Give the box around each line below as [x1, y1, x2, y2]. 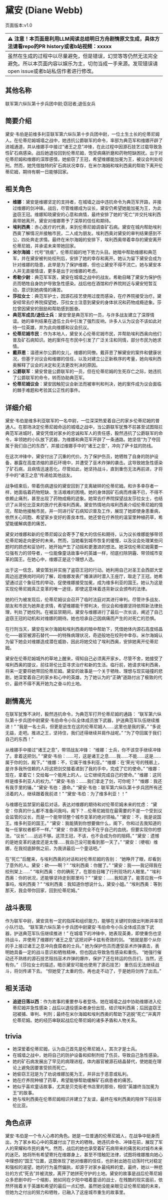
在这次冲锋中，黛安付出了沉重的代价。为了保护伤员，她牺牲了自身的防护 [5, 453, 154, 459]
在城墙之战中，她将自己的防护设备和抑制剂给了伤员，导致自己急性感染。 [12, 1052, 161, 1058]
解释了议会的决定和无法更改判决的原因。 [16, 362, 100, 368]
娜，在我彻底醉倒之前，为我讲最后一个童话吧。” [5, 846, 101, 851]
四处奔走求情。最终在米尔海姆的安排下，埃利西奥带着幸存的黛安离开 [21, 236, 161, 243]
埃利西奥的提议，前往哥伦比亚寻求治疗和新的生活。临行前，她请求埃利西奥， [5, 662, 163, 668]
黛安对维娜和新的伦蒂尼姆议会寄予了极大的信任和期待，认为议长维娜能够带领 [5, 531, 163, 537]
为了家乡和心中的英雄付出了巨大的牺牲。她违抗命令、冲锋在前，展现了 [13, 1139, 158, 1145]
